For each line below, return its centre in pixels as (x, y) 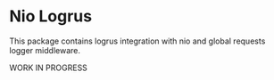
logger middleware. (45, 50)
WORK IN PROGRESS (48, 68)
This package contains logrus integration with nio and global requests (137, 41)
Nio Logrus (50, 16)
